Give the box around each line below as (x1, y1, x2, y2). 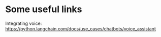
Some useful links (5, 4, 82, 15)
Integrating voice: (5, 20, 42, 26)
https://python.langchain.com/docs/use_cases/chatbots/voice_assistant (5, 25, 156, 31)
